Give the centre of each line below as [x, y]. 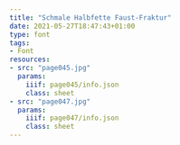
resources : [30, 59]
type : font [30, 34]
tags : [19, 43]
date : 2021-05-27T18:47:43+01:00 [72, 26]
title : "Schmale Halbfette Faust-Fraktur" [90, 18]
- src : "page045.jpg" [50, 68]
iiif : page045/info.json [72, 85]
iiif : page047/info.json [72, 118]
